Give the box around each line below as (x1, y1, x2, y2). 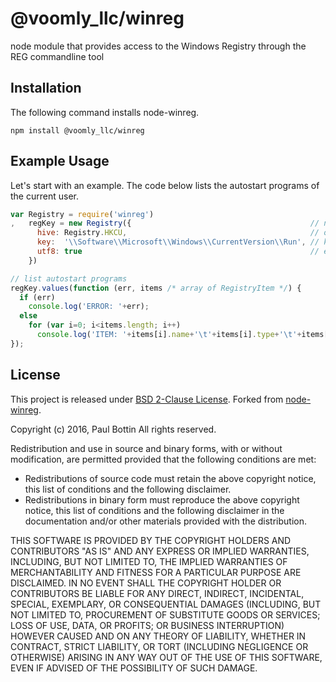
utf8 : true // (36, 247, 320, 257)
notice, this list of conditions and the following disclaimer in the (24, 504, 285, 516)
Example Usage (10, 153, 110, 170)
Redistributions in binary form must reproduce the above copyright (24, 493, 300, 506)
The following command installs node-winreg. (10, 106, 200, 118)
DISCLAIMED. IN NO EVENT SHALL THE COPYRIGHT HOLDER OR (10, 577, 282, 589)
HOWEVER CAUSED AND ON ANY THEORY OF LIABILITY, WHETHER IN (10, 630, 307, 642)
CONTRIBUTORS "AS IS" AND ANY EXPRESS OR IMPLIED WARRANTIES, (10, 545, 310, 557)
